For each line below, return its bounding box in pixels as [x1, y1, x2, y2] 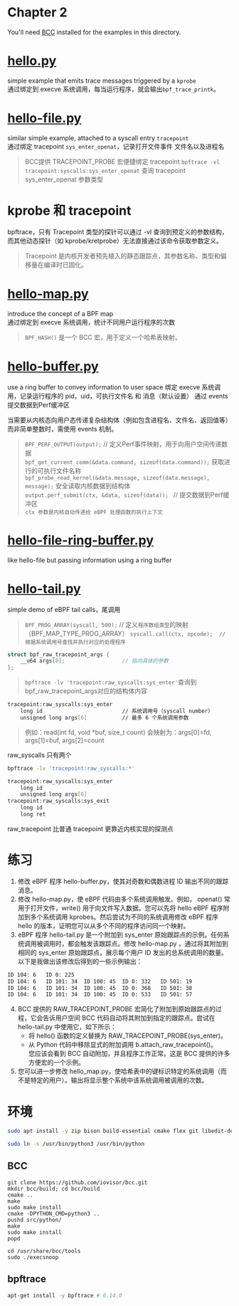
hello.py [7, 53, 57, 69]
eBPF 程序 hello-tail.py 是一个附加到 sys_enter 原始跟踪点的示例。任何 [17, 930, 223, 939]
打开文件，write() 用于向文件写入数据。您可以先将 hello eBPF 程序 [30, 903, 223, 912]
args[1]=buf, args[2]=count [24, 736, 105, 744]
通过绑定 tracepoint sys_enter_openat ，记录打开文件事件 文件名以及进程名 [7, 142, 225, 150]
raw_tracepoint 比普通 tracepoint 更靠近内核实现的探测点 [7, 824, 174, 833]
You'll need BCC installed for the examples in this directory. [7, 28, 181, 36]
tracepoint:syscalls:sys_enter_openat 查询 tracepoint [24, 166, 186, 174]
